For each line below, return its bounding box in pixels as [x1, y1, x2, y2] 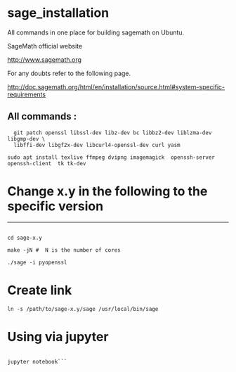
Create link [7, 282, 72, 298]
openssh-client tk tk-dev [7, 160, 86, 167]
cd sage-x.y [7, 234, 42, 241]
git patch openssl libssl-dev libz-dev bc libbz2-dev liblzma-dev [13, 129, 212, 136]
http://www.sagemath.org [7, 55, 82, 64]
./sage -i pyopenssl [7, 259, 68, 266]
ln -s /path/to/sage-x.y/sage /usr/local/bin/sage [7, 305, 159, 312]
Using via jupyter [7, 328, 109, 345]
